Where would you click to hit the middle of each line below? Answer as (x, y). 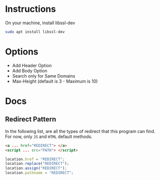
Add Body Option (30, 71)
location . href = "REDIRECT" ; (35, 159)
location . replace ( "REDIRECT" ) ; (37, 164)
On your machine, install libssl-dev (40, 23)
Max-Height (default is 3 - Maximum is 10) (55, 81)
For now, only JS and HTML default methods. (49, 136)
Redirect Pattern (31, 119)
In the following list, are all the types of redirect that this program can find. (80, 131)
